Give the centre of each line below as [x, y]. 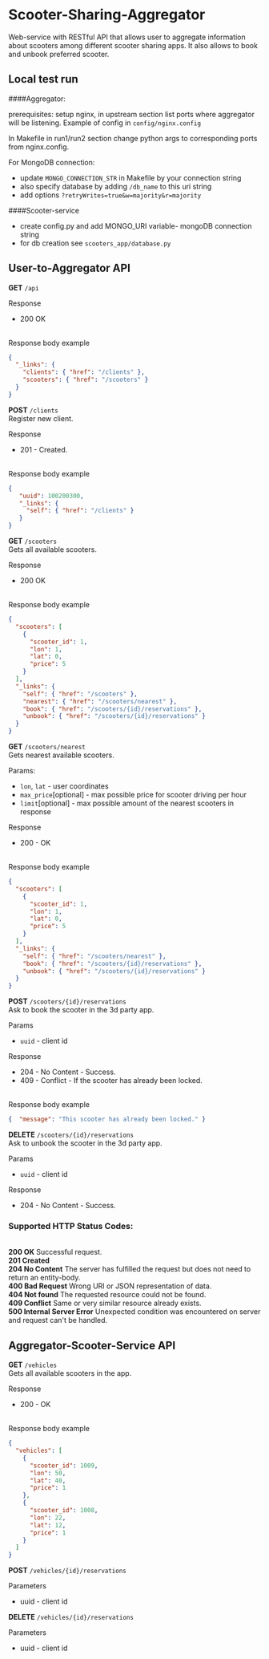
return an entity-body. [44, 1278]
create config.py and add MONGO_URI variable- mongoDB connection [136, 225]
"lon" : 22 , [48, 1518]
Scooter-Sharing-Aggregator [107, 15]
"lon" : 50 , [48, 1473]
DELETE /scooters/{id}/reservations [71, 1135]
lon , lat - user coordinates [64, 786]
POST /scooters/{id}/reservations [67, 1001]
